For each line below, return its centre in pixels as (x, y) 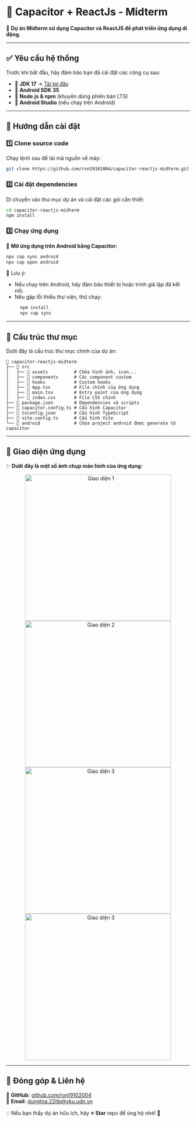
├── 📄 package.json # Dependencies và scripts (73, 403)
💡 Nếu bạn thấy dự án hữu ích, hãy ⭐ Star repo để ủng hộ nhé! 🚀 (83, 1113)
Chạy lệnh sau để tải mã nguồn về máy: (53, 158)
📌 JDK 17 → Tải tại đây (41, 84)
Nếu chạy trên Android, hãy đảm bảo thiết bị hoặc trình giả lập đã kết (97, 285)
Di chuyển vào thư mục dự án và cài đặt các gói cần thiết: (75, 199)
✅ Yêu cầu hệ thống (43, 58)
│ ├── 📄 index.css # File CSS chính (61, 398)
